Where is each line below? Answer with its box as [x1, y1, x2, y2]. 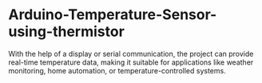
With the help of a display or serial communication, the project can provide [8, 49, 254, 58]
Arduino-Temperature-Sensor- [8, 6, 217, 24]
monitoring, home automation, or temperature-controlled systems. [8, 65, 226, 75]
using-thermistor [8, 22, 125, 41]
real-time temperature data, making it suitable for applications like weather [8, 57, 254, 67]
